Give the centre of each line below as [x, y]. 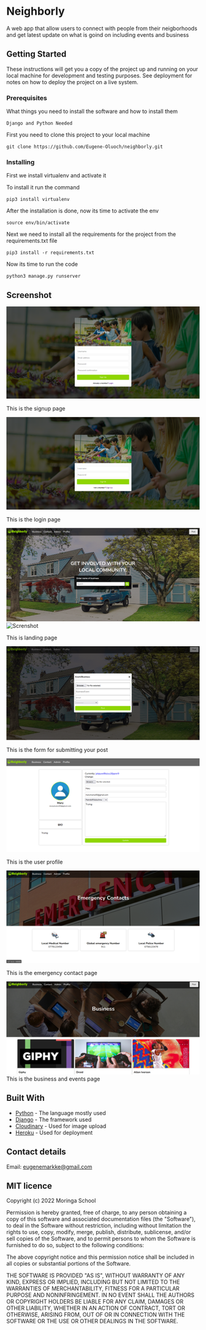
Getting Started [36, 54]
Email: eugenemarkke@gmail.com [49, 1167]
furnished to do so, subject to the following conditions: [75, 1245]
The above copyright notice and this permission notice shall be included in [100, 1257]
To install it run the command [43, 187]
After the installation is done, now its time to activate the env [83, 211]
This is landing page [32, 638]
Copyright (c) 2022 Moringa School [51, 1201]
